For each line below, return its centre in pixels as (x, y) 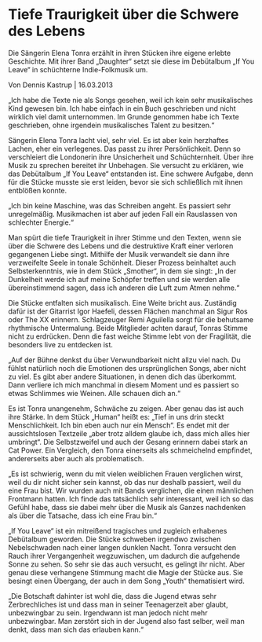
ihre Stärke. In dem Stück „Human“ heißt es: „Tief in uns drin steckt (116, 416)
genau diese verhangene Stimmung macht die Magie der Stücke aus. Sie (126, 572)
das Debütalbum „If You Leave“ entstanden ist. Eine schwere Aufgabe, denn (131, 174)
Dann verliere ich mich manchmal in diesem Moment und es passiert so (124, 385)
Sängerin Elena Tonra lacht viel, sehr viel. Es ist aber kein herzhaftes (118, 140)
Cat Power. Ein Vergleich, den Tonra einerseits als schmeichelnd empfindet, (130, 450)
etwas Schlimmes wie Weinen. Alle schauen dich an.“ (95, 393)
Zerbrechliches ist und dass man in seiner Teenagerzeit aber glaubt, (118, 604)
